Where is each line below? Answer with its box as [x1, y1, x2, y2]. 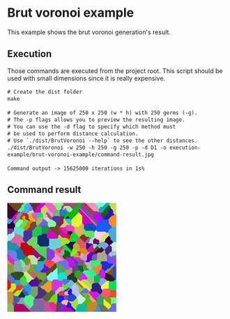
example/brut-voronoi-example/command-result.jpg [7, 151, 155, 158]
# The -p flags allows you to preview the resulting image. [7, 116, 186, 123]
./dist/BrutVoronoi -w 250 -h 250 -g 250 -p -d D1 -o [7, 144, 167, 151]
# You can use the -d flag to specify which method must [7, 123, 176, 130]
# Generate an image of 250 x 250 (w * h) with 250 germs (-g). [7, 109, 198, 116]
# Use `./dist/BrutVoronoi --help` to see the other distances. [7, 137, 198, 144]
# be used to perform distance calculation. [7, 130, 139, 137]
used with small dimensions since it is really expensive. [7, 74, 166, 82]
